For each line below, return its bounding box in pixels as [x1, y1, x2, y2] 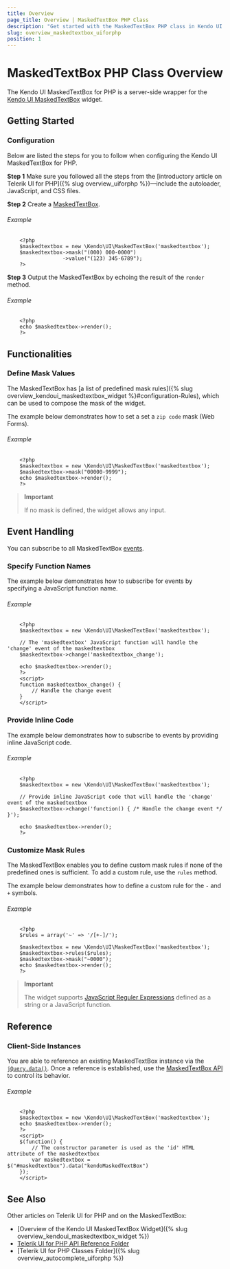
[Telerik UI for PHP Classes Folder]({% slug [16, 1247, 140, 1255]
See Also [7, 1193, 46, 1205]
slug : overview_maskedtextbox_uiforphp [7, 29, 122, 36]
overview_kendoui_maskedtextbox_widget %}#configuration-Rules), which [7, 391, 220, 399]
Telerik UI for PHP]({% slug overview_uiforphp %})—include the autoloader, [7, 179, 222, 188]
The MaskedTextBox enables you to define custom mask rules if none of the [7, 861, 223, 870]
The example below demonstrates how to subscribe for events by [7, 577, 193, 585]
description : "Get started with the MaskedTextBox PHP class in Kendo [7, 23, 214, 30]
